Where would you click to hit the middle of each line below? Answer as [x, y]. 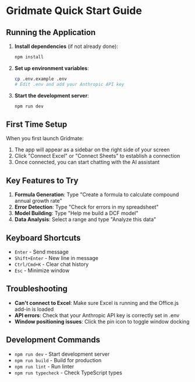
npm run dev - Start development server [62, 354]
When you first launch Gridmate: [45, 138]
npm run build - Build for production [58, 360]
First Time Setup [37, 124]
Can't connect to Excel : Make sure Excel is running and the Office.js [97, 303]
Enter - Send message [41, 252]
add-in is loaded [34, 309]
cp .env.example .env [40, 79]
